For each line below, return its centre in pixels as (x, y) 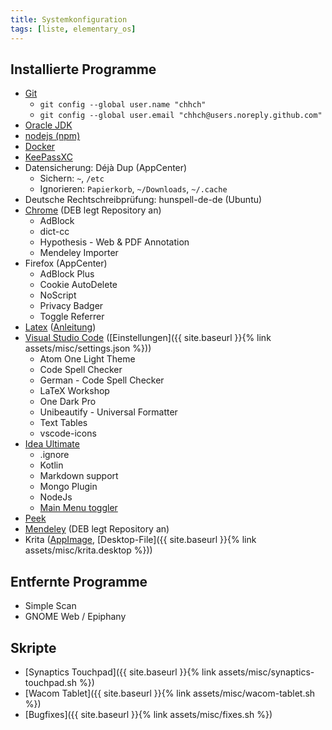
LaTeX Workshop (74, 391)
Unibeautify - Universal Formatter (108, 412)
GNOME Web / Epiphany (75, 617)
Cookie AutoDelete (78, 285)
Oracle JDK (48, 125)
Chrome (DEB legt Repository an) (93, 210)
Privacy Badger (71, 306)
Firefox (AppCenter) (66, 263)
